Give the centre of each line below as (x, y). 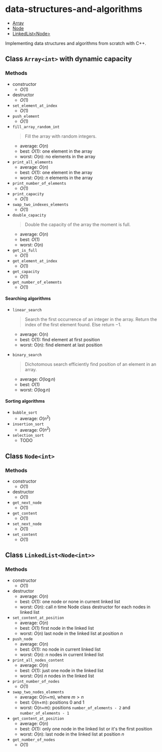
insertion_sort (28, 424)
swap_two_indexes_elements (40, 205)
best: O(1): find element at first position (60, 339)
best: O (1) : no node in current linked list (60, 649)
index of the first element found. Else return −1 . (73, 324)
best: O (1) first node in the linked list (57, 628)
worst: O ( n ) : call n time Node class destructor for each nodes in (85, 607)
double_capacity (29, 215)
